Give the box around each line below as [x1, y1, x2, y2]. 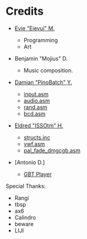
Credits [5, 4, 44, 18]
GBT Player [23, 170, 52, 178]
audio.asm [23, 97, 50, 104]
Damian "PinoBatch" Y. [14, 78, 72, 86]
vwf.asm [23, 140, 45, 148]
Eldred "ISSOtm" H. [14, 121, 63, 129]
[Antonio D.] [14, 158, 45, 166]
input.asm [23, 90, 49, 97]
